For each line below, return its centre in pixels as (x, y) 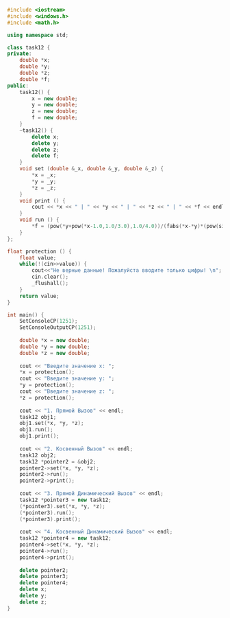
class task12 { (29, 47)
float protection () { (39, 251)
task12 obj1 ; (38, 417)
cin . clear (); (50, 277)
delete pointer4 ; (44, 583)
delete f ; (46, 156)
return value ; (39, 296)
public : (18, 86)
